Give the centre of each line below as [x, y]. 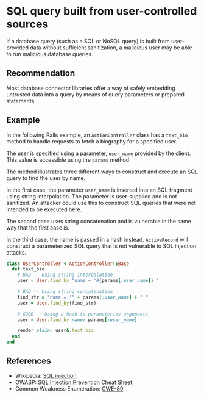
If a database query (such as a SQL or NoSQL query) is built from [88, 41]
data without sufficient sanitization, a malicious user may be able [111, 48]
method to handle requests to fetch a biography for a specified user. [92, 141]
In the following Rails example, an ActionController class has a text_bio [97, 135]
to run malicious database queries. [50, 54]
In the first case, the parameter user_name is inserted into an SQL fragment [100, 190]
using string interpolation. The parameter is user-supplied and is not [92, 196]
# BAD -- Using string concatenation [65, 292]
